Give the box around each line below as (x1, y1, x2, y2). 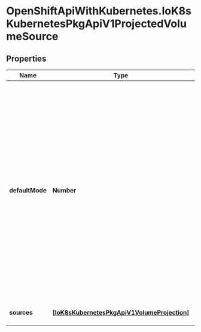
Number (52, 186, 77, 194)
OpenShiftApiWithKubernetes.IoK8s (6, 4, 191, 18)
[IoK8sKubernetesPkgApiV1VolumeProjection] (52, 309, 190, 316)
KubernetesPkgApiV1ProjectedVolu (6, 17, 187, 31)
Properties (6, 53, 47, 64)
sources (9, 309, 33, 316)
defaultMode (9, 186, 47, 194)
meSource (6, 30, 59, 43)
